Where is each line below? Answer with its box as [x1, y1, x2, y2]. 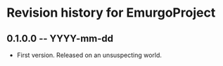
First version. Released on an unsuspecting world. [16, 51, 163, 59]
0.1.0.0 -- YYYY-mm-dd [6, 33, 114, 44]
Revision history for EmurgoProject [6, 5, 216, 21]
